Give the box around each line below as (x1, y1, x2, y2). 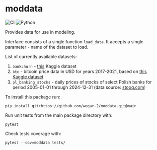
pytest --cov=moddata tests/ (5, 140, 66, 145)
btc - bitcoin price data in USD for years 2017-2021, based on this (12, 68, 147, 75)
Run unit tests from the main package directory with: (5, 112, 113, 118)
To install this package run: (5, 94, 61, 100)
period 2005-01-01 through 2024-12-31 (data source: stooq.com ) (12, 84, 146, 90)
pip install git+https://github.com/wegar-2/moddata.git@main (5, 103, 137, 108)
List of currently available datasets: (5, 53, 77, 60)
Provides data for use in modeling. (5, 29, 76, 35)
